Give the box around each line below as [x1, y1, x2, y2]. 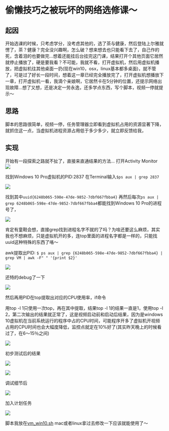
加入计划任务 [5, 400, 32, 406]
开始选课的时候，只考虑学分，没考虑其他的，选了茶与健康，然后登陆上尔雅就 [5, 41, 164, 46]
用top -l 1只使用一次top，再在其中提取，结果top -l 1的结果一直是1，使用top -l [5, 305, 163, 311]
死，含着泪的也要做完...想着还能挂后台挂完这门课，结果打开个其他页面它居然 [5, 53, 163, 59]
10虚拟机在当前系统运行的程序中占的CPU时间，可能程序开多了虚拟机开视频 [5, 317, 160, 323]
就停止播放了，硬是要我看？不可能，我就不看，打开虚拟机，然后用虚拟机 [5, 59, 155, 65]
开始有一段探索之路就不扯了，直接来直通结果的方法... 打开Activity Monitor [5, 158, 158, 164]
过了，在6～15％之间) [5, 330, 49, 336]
